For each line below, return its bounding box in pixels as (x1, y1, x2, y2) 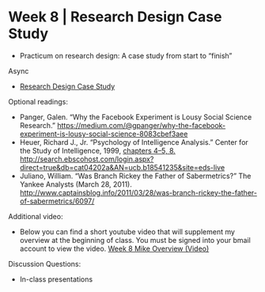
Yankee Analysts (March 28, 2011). (19, 179, 132, 189)
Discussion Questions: (8, 259, 81, 268)
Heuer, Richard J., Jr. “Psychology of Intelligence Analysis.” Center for (19, 137, 249, 146)
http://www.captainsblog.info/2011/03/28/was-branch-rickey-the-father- (19, 188, 257, 197)
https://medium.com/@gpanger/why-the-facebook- (56, 120, 226, 130)
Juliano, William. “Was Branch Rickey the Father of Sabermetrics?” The (19, 171, 252, 180)
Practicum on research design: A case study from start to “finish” (19, 51, 233, 60)
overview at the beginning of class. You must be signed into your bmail (19, 235, 251, 245)
